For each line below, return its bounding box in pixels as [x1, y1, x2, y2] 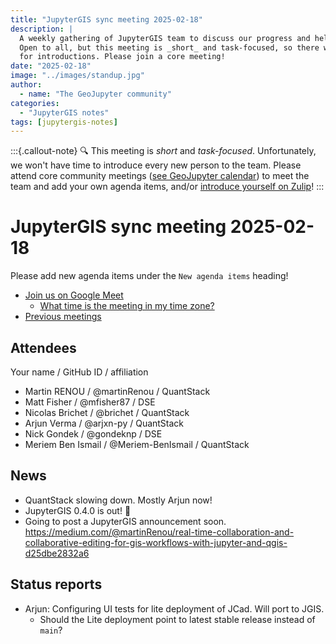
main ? [39, 624, 63, 636]
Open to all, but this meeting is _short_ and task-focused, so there [19, 42, 320, 53]
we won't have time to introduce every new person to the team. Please [10, 159, 302, 171]
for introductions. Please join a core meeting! [19, 52, 226, 62]
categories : [10, 98, 60, 108]
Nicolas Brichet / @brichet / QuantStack [24, 407, 190, 418]
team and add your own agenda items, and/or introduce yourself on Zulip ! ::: [10, 181, 325, 193]
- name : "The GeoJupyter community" [19, 89, 172, 99]
